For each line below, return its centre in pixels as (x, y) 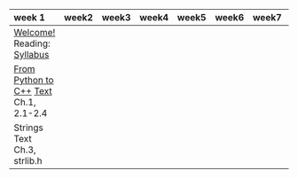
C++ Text (33, 91)
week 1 (30, 17)
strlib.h (28, 161)
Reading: (32, 43)
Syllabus (31, 54)
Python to (34, 80)
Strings (29, 128)
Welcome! (35, 32)
